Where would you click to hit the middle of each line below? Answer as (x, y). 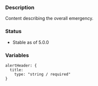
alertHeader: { (21, 65)
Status (13, 31)
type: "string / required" (42, 74)
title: (17, 70)
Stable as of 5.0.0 (31, 42)
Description (20, 7)
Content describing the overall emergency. (50, 18)
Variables (17, 55)
